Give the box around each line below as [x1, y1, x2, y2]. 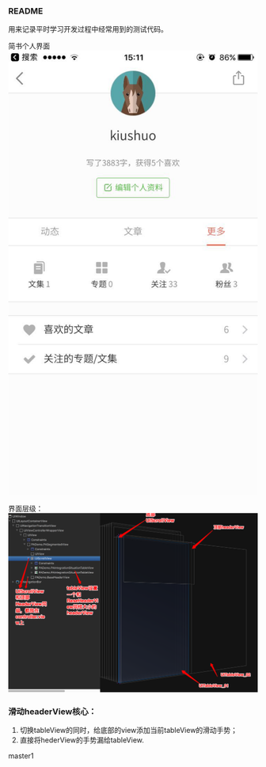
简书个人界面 [8, 41, 50, 51]
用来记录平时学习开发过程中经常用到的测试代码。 [8, 25, 168, 34]
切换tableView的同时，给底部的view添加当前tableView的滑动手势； [19, 725, 238, 735]
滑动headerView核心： [8, 706, 97, 717]
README [8, 6, 44, 17]
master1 [8, 750, 34, 761]
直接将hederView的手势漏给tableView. [19, 735, 144, 745]
